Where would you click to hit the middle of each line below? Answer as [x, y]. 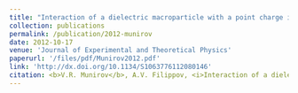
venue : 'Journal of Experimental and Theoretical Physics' [121, 50]
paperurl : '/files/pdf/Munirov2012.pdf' [85, 58]
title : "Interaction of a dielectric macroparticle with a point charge [146, 17]
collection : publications [57, 26]
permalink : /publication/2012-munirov [81, 34]
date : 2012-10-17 [41, 42]
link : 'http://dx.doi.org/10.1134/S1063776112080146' [111, 67]
